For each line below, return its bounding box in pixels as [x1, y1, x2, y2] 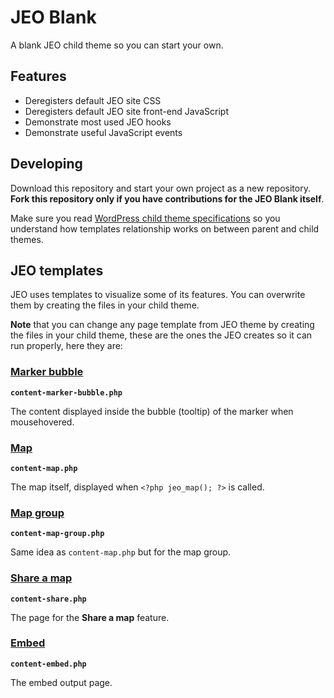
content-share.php [10, 594, 87, 604]
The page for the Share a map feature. [10, 611, 170, 623]
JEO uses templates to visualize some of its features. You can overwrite [10, 289, 306, 301]
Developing [10, 156, 83, 173]
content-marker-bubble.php [10, 387, 123, 398]
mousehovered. [10, 416, 75, 428]
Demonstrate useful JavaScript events [24, 126, 183, 138]
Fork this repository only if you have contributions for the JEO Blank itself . [10, 192, 325, 205]
